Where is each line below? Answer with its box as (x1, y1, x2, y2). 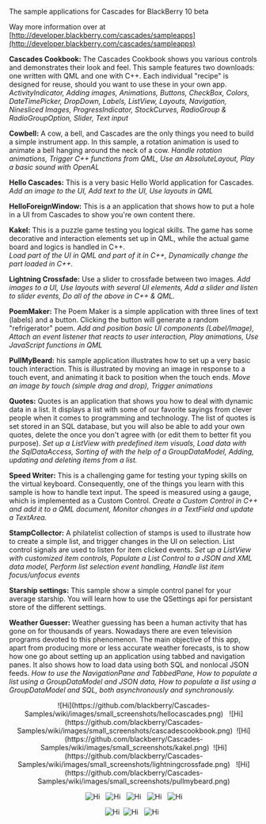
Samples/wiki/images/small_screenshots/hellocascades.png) (24, 709, 224, 719)
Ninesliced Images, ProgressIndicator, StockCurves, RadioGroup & (9, 105, 226, 114)
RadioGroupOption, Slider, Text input (9, 113, 129, 122)
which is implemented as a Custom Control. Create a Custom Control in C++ (9, 496, 258, 505)
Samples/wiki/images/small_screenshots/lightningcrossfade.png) (17, 760, 230, 768)
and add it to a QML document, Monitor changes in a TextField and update (9, 504, 254, 514)
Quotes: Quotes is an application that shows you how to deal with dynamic (9, 397, 254, 405)
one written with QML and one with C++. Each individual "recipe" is (9, 71, 229, 80)
